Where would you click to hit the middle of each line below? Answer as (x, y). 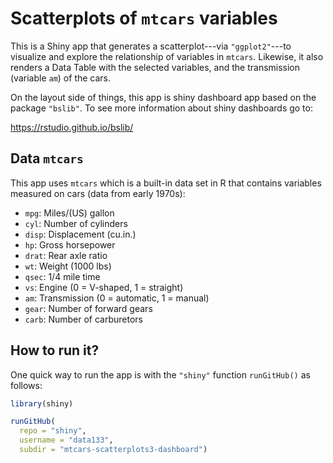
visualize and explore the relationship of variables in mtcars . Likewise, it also (167, 56)
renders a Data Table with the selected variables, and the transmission (155, 67)
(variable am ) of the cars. (61, 78)
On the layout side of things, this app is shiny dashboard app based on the (163, 97)
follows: (26, 385)
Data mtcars (47, 158)
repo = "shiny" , (53, 431)
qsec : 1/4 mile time (62, 276)
